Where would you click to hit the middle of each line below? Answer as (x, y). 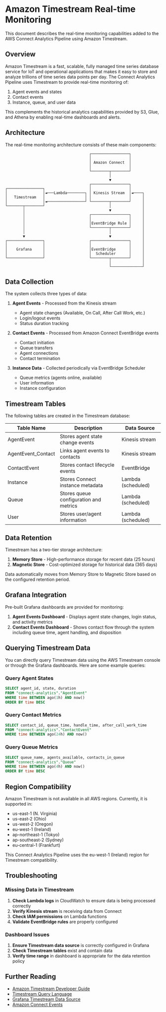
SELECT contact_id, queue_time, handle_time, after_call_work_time (76, 725)
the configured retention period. (38, 579)
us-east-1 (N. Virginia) (35, 813)
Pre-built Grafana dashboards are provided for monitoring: (64, 607)
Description (88, 428)
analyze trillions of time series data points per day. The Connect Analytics (80, 77)
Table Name (31, 428)
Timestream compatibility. (32, 860)
